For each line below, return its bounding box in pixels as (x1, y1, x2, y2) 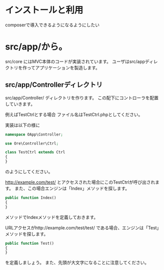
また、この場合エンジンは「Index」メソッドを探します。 (14, 186, 130, 192)
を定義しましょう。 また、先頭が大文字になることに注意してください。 (5, 260, 150, 266)
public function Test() (5, 241, 55, 246)
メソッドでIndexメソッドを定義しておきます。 (5, 214, 98, 220)
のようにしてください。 (5, 169, 53, 175)
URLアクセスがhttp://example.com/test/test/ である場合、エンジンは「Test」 (5, 224, 162, 231)
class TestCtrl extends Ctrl (5, 150, 65, 155)
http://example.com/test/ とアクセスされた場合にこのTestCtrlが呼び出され (5, 179, 155, 185)
